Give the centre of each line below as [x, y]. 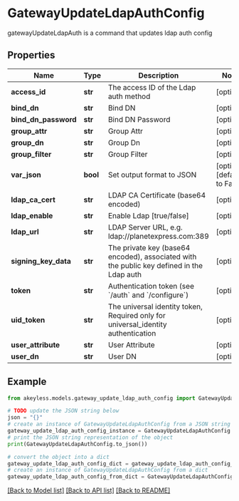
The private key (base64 [149, 247]
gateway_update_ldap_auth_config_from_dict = [76, 477]
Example [27, 382]
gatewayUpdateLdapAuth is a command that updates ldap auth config [110, 33]
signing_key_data [41, 261]
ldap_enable [32, 215]
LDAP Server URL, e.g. [145, 227]
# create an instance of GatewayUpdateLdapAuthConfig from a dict [108, 470]
